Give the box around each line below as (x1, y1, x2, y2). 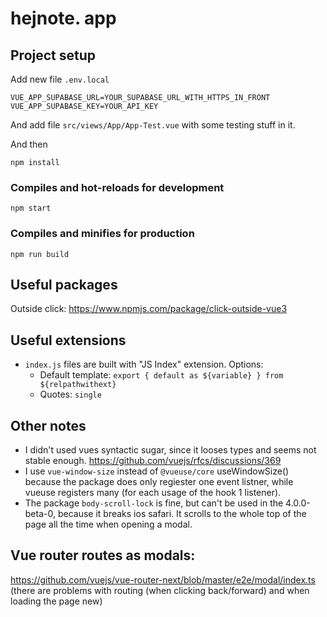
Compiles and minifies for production (10, 227, 195, 241)
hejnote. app (10, 7, 117, 30)
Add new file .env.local (10, 73, 110, 85)
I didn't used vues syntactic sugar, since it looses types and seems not (24, 444, 317, 456)
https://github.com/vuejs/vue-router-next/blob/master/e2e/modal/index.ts (10, 573, 316, 586)
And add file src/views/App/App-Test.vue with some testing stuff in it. (10, 119, 296, 131)
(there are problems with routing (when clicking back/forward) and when (10, 584, 310, 596)
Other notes (10, 417, 87, 434)
